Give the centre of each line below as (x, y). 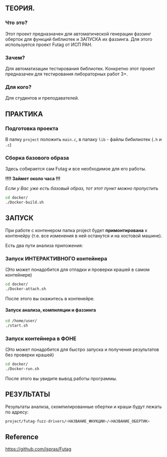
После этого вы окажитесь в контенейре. (50, 298)
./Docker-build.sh (24, 202)
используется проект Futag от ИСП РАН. (49, 44)
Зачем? (15, 58)
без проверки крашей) (30, 355)
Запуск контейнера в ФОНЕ (41, 338)
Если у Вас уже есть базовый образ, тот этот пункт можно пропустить (82, 189)
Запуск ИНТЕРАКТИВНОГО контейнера (56, 258)
